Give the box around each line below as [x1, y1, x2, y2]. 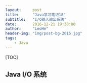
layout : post [5, 7, 42, 13]
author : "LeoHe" [5, 26, 49, 31]
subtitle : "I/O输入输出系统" [5, 17, 67, 22]
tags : [5, 36, 17, 41]
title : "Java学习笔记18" [5, 12, 66, 17]
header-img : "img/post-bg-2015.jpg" [5, 31, 82, 36]
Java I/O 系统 [5, 70, 47, 79]
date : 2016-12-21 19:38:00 [5, 21, 76, 27]
